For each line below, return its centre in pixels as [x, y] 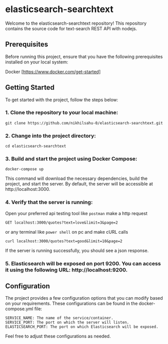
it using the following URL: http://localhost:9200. [66, 269]
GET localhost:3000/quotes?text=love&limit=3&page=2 [62, 223]
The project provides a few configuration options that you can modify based [84, 298]
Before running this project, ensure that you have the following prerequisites [84, 56]
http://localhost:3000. [28, 189]
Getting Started [30, 87]
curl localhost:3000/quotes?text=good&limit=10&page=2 [64, 241]
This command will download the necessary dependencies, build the [76, 179]
